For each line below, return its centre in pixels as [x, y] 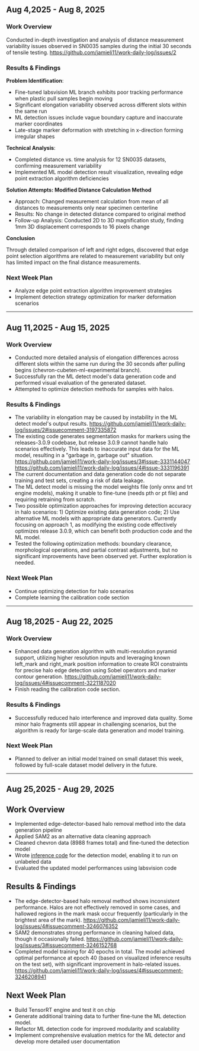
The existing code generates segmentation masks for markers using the [102, 436]
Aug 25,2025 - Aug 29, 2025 [60, 789]
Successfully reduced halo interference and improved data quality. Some [104, 718]
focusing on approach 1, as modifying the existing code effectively [96, 525]
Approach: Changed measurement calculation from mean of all [92, 201]
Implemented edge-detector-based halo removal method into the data [100, 824]
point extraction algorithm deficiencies [62, 178]
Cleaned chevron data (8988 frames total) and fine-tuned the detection [102, 843]
